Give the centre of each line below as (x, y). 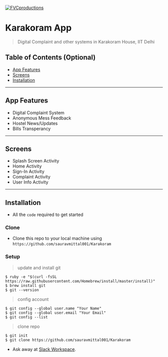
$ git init (16, 335)
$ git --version (22, 290)
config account (33, 299)
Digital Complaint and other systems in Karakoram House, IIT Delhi (86, 41)
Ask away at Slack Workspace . (44, 349)
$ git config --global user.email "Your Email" (56, 312)
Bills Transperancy (31, 128)
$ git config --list (27, 317)
